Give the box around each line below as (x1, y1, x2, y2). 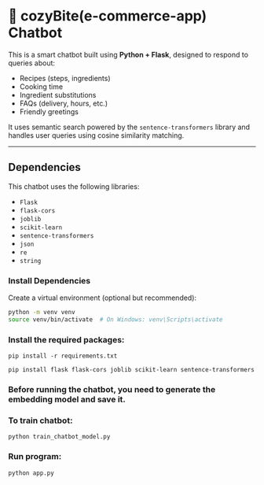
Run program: (8, 451, 62, 462)
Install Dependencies (8, 275, 91, 286)
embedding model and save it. (8, 394, 126, 405)
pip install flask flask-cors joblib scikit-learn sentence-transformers (8, 366, 255, 374)
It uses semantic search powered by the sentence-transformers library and (8, 122, 250, 131)
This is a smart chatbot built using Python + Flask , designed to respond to (8, 50, 249, 59)
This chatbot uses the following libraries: (8, 181, 140, 191)
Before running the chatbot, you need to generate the (8, 384, 216, 395)
